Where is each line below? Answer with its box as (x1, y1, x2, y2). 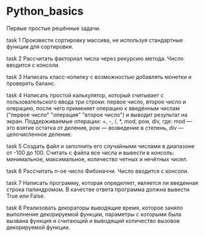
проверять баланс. (6, 80, 56, 87)
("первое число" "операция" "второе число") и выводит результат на (6, 111, 188, 118)
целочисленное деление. (6, 130, 72, 138)
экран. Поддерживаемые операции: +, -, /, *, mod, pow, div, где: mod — (6, 118, 192, 125)
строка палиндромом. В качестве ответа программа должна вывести (6, 186, 190, 193)
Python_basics (6, 4, 84, 18)
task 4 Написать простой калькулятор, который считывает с (6, 91, 164, 99)
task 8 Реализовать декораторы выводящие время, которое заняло (6, 204, 183, 211)
